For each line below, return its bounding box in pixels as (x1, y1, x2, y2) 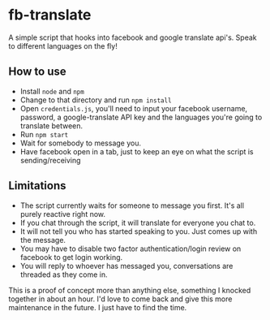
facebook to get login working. (19, 252, 123, 262)
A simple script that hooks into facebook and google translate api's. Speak (8, 32, 257, 42)
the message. (19, 235, 66, 244)
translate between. (19, 120, 84, 131)
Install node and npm (19, 86, 85, 96)
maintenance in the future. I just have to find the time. (8, 302, 187, 312)
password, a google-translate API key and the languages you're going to (19, 112, 263, 122)
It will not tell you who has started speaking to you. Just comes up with (19, 226, 258, 236)
